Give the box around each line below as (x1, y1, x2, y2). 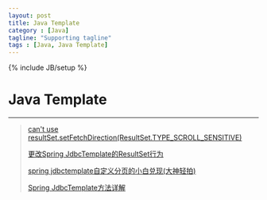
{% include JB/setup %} (8, 63, 87, 72)
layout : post (8, 11, 52, 20)
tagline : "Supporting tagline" (8, 33, 112, 42)
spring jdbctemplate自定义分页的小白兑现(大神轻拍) (27, 166, 196, 175)
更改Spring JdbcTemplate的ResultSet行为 (27, 149, 164, 159)
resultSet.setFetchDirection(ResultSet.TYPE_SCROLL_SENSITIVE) (27, 133, 242, 143)
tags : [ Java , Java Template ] (8, 41, 109, 49)
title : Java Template (8, 19, 80, 27)
